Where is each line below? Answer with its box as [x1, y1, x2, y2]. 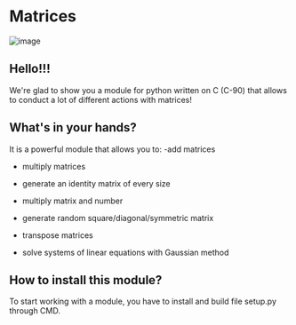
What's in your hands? [9, 120, 138, 135]
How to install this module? [9, 273, 163, 288]
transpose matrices [21, 229, 93, 241]
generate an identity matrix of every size [21, 178, 171, 188]
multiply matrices [21, 161, 86, 171]
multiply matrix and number [21, 195, 124, 206]
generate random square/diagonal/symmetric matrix [21, 212, 214, 223]
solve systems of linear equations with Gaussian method [21, 247, 229, 258]
